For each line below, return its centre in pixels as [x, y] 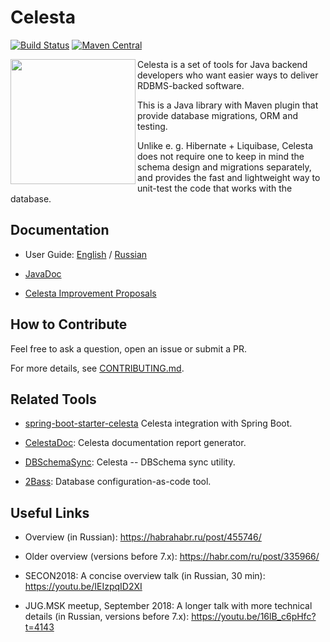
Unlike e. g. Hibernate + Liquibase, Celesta [225, 145]
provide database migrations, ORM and [218, 115]
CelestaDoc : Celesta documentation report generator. [135, 443]
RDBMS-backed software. [191, 85]
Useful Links [50, 512]
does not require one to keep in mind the [221, 156]
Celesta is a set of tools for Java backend [222, 64]
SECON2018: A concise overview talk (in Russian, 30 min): [145, 576]
